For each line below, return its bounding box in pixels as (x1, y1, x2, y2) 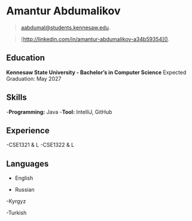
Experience (6, 125, 50, 136)
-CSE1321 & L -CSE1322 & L (6, 142, 75, 149)
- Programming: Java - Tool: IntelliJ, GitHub (6, 108, 112, 115)
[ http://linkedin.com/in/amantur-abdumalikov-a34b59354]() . (20, 35, 170, 42)
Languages (6, 158, 49, 168)
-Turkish (6, 209, 27, 216)
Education (6, 53, 45, 63)
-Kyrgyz (6, 198, 26, 205)
